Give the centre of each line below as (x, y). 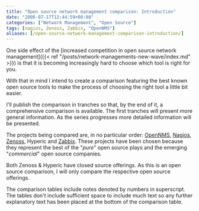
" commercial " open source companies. (54, 154)
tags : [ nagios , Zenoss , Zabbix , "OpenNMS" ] (61, 28)
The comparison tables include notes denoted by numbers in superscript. (96, 189)
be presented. (23, 124)
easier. (14, 93)
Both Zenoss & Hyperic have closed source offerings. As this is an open (94, 165)
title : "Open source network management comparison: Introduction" (91, 12)
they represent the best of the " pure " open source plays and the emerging (97, 148)
